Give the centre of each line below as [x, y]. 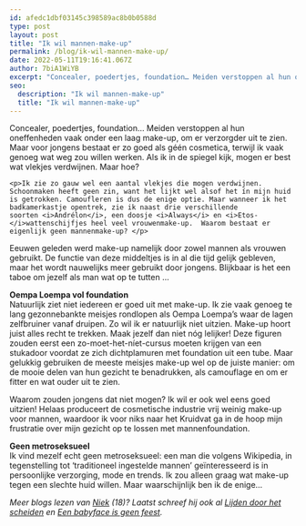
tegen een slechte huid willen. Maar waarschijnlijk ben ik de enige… [136, 485]
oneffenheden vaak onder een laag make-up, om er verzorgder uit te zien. [148, 138]
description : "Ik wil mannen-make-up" [92, 94]
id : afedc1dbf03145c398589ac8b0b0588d [83, 18]
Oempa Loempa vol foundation [69, 295]
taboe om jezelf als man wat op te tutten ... [90, 278]
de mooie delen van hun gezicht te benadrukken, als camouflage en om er [149, 372]
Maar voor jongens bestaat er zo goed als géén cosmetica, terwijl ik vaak [147, 147]
